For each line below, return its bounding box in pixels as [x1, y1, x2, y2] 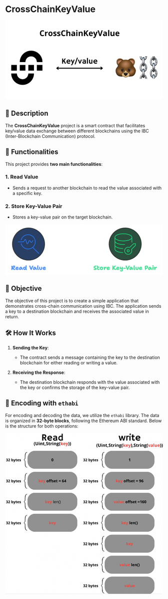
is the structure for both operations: [5, 423, 78, 429]
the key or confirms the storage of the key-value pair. [19, 384, 130, 390]
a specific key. [12, 190, 42, 196]
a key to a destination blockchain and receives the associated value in [5, 308, 149, 314]
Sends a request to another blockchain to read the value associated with [12, 184, 162, 191]
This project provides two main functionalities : [5, 161, 103, 167]
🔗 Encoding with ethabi [5, 399, 78, 408]
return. [5, 313, 19, 319]
